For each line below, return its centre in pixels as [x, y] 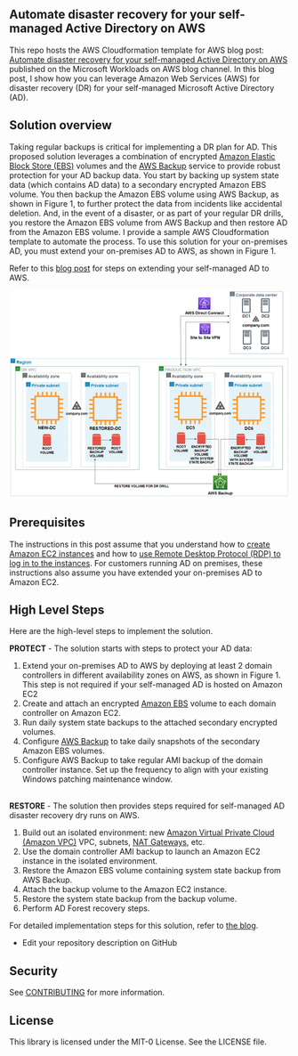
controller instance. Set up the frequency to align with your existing [145, 770]
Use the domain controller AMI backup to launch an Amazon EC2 [141, 852]
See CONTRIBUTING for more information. [87, 993]
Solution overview [61, 125]
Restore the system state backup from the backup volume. [129, 899]
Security [33, 971]
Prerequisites [47, 523]
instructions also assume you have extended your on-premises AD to [136, 573]
